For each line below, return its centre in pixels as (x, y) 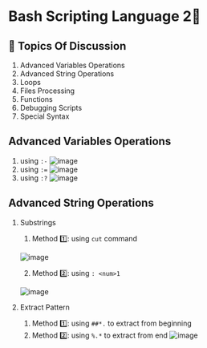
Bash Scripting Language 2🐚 (105, 16)
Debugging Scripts (51, 108)
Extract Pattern (45, 307)
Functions (37, 99)
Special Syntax (45, 116)
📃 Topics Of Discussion (67, 46)
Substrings (38, 222)
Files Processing (47, 91)
